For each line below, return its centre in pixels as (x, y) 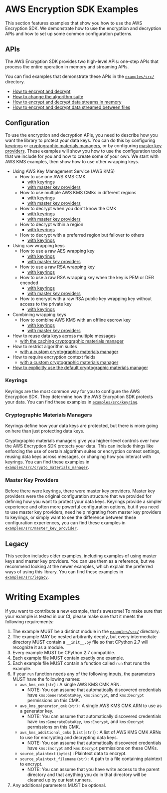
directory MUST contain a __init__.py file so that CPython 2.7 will (80, 642)
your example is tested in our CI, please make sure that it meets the (74, 616)
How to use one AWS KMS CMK (53, 176)
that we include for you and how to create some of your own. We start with (82, 156)
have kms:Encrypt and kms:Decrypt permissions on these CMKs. (92, 748)
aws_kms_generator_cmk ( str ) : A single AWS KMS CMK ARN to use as (91, 706)
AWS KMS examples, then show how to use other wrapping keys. (72, 161)
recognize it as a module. (38, 647)
